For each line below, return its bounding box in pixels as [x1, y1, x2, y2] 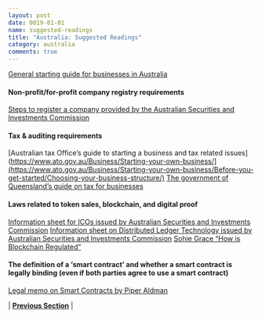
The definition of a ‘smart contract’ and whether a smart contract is [8, 260, 233, 269]
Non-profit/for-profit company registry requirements [8, 87, 184, 96]
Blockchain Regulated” [8, 242, 82, 251]
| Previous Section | [8, 301, 74, 310]
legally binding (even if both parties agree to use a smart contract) [8, 268, 229, 278]
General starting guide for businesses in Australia [8, 70, 168, 78]
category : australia [8, 41, 76, 49]
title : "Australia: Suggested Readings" [8, 33, 143, 42]
